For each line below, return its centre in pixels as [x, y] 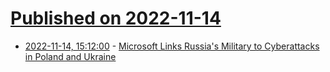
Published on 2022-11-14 [116, 18]
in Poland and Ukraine [70, 56]
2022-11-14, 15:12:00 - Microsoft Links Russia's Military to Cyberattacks [172, 46]
